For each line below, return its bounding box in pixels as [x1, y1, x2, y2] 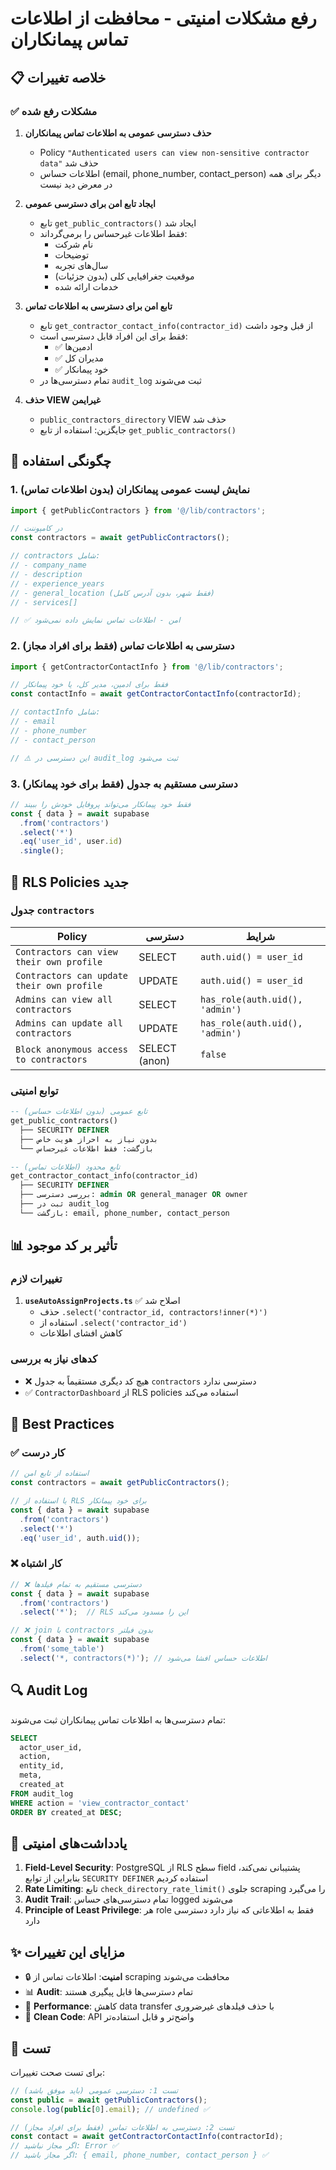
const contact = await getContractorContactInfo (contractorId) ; [10, 2132, 284, 2142]
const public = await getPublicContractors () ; [10, 2095, 208, 2105]
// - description [10, 569, 83, 579]
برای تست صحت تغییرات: [10, 2066, 106, 2078]
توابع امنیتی [10, 1083, 59, 1097]
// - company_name [10, 560, 87, 571]
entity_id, [19, 1761, 65, 1771]
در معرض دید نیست [39, 178, 113, 190]
